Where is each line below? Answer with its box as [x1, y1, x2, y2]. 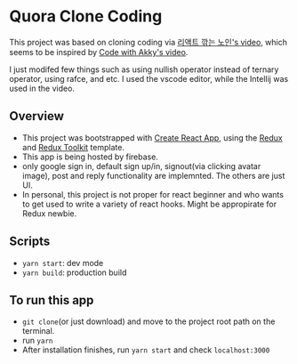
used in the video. [9, 83, 76, 93]
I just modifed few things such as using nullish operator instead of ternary [9, 64, 279, 75]
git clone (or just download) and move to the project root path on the [21, 316, 276, 327]
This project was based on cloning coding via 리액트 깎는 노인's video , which [9, 36, 287, 47]
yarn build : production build [21, 267, 127, 278]
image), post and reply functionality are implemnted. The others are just [21, 170, 285, 181]
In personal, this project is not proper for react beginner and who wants [21, 189, 285, 199]
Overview [9, 109, 65, 124]
